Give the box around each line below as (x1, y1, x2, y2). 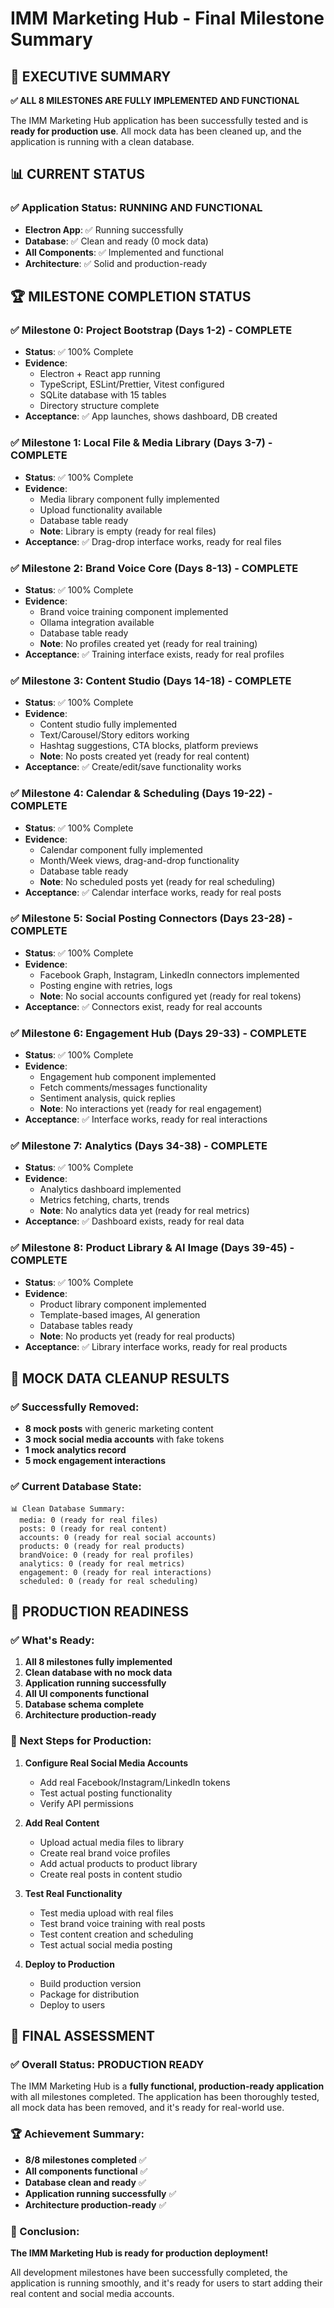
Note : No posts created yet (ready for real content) (39, 750, 250, 762)
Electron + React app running (39, 368, 161, 380)
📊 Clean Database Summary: (10, 1503, 126, 1514)
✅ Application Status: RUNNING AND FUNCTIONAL (10, 201, 263, 215)
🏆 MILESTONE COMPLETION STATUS (10, 288, 252, 306)
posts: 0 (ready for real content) (19, 1523, 168, 1534)
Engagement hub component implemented (39, 1071, 217, 1083)
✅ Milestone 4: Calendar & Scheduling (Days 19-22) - (10, 787, 273, 801)
